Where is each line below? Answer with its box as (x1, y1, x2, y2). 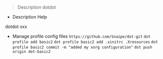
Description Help (12, 14, 47, 19)
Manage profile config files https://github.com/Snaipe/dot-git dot (12, 33, 151, 39)
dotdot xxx (5, 23, 27, 29)
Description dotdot (17, 4, 56, 10)
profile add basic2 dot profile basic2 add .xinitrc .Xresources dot (12, 39, 158, 44)
